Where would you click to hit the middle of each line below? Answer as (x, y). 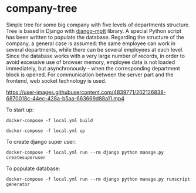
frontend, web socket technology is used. (56, 80)
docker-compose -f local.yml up (45, 131)
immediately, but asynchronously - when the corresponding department (93, 68)
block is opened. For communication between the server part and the (90, 75)
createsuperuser (26, 157)
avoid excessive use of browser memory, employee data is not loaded (91, 62)
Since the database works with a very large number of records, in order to (95, 56)
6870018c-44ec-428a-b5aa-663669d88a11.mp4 (65, 98)
